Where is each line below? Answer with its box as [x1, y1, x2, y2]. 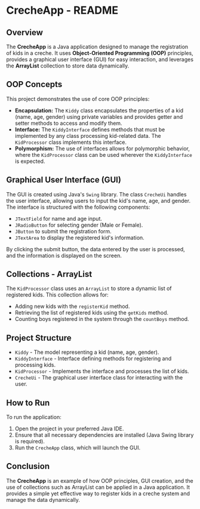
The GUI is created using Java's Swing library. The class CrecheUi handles [6, 190, 187, 198]
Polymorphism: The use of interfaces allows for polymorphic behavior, [14, 144, 190, 152]
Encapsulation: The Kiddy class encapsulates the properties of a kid [14, 107, 184, 114]
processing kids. [14, 362, 56, 369]
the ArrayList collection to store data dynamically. [6, 62, 130, 69]
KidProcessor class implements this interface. [14, 138, 127, 146]
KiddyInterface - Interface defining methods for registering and [14, 355, 172, 362]
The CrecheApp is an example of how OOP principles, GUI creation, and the [6, 477, 193, 484]
